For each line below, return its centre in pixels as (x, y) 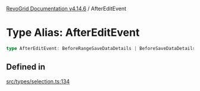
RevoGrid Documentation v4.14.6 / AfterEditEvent (66, 9)
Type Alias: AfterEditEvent (73, 33)
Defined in (26, 67)
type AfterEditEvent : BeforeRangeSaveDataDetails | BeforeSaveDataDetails (101, 48)
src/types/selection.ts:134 (38, 81)
